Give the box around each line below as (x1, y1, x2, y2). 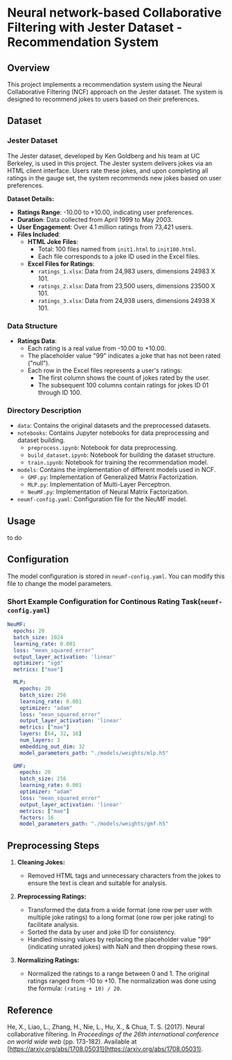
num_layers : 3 (19, 737, 60, 744)
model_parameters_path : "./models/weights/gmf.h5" (19, 820, 169, 828)
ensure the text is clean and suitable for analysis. (27, 879, 168, 887)
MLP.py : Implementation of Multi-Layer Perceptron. (27, 480, 172, 489)
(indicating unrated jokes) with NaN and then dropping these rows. (27, 943, 218, 951)
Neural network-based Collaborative (7, 5, 222, 21)
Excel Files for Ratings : (27, 259, 95, 268)
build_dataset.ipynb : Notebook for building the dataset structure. (27, 451, 216, 459)
